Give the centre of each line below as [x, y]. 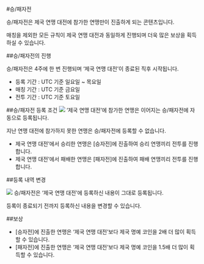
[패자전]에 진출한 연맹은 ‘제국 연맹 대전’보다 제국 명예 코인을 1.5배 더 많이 [101, 247]
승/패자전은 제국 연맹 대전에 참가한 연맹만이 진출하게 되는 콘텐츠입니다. [90, 22]
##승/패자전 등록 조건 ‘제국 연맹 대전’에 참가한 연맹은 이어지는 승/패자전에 [97, 110]
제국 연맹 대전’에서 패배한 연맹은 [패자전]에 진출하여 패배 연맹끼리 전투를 [101, 159]
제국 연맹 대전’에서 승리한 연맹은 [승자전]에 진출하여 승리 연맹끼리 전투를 [101, 144]
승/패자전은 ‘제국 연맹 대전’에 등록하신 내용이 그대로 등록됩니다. [89, 193]
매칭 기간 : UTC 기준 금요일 [48, 89]
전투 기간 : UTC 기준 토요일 [48, 97]
